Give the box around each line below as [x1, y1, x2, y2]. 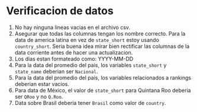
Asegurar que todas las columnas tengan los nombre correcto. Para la [14, 30, 186, 37]
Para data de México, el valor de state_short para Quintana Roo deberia [14, 87, 191, 94]
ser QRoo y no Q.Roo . [14, 93, 63, 100]
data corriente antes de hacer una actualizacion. [14, 49, 133, 56]
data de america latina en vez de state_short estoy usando [14, 36, 160, 43]
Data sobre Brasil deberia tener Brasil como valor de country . [14, 99, 166, 106]
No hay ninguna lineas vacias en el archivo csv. [14, 24, 131, 31]
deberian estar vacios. [14, 80, 70, 87]
